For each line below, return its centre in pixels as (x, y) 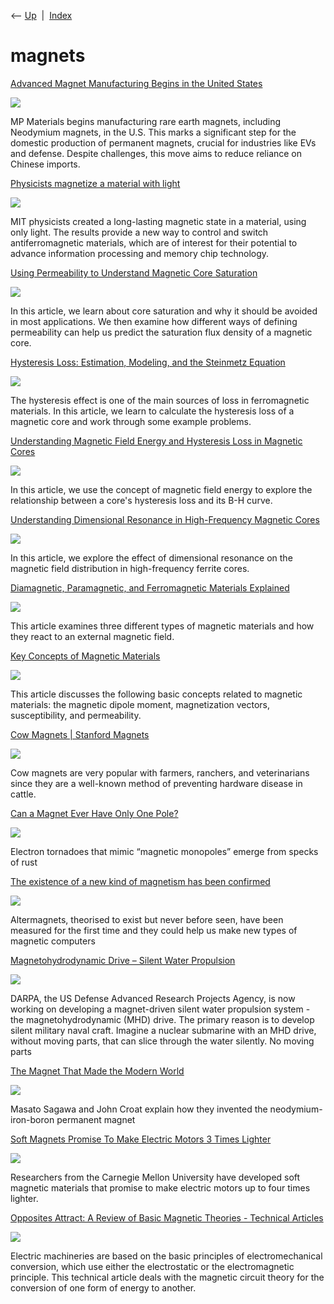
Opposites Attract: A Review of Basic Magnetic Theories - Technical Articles (167, 1217)
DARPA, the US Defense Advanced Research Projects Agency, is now (153, 998)
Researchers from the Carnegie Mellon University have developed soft (155, 1177)
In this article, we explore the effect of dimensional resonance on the (151, 557)
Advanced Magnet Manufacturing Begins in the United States (136, 83)
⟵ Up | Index (41, 15)
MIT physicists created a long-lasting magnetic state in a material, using (158, 221)
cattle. (23, 794)
